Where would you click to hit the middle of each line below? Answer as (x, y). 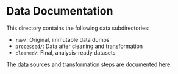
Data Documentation (60, 11)
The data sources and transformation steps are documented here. (89, 64)
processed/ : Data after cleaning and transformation (79, 46)
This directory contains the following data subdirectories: (78, 28)
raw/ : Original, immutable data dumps (62, 39)
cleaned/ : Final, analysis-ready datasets (65, 52)
